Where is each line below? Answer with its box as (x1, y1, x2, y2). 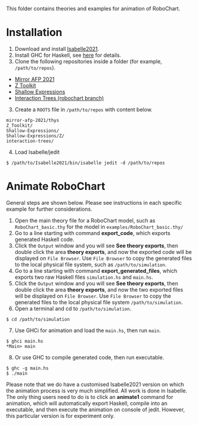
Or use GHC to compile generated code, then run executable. (14, 353, 164, 360)
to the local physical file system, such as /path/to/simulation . (14, 260, 167, 268)
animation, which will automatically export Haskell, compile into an (6, 400, 167, 407)
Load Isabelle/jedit (14, 148, 60, 156)
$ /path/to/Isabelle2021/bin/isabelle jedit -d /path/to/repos (6, 160, 165, 166)
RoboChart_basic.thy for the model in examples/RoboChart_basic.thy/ (14, 223, 184, 230)
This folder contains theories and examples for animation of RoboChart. (6, 5, 180, 12)
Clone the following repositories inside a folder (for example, (14, 57, 163, 65)
